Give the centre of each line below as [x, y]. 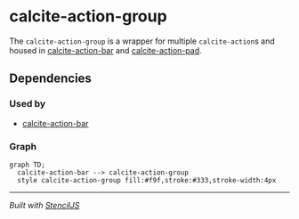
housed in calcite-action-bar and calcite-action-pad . [105, 50]
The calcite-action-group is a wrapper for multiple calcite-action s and [142, 41]
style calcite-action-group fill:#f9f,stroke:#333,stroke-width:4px [147, 180]
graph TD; [28, 165]
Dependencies [50, 79]
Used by [28, 104]
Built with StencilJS [44, 205]
